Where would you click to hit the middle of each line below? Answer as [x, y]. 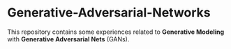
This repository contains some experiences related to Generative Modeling [116, 32]
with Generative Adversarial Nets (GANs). [68, 39]
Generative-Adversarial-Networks [109, 13]
